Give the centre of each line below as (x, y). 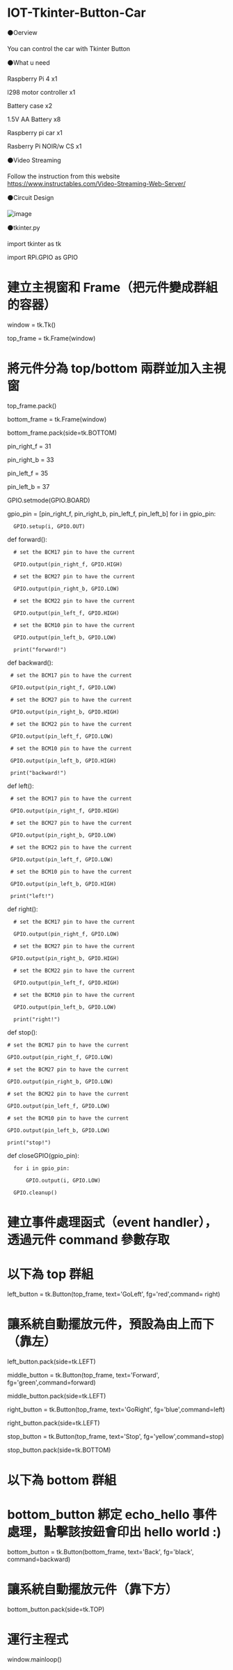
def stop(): (22, 1032)
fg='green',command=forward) (51, 1382)
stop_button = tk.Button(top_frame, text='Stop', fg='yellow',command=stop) (116, 1436)
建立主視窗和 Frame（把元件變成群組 (113, 288)
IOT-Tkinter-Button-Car (77, 13)
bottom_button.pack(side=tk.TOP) (56, 1609)
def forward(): (27, 539)
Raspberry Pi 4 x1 (32, 79)
